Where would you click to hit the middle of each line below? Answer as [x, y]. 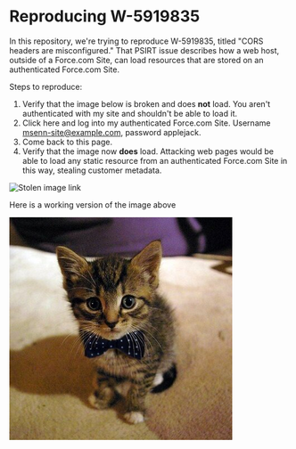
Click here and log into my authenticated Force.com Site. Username [146, 123]
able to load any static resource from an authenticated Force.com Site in [155, 160]
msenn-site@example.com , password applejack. [111, 132]
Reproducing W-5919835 [105, 16]
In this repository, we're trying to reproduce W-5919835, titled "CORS [136, 41]
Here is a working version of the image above [93, 204]
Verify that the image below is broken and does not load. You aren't [146, 103]
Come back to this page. [67, 142]
